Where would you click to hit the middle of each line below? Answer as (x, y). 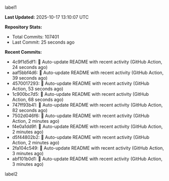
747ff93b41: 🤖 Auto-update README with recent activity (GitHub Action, (87, 105)
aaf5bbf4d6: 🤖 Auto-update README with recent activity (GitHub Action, (88, 73)
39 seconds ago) (30, 78)
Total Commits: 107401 (35, 37)
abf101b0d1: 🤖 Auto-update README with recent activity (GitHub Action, (87, 159)
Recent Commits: (23, 52)
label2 (11, 174)
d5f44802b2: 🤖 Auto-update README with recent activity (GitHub (81, 137)
